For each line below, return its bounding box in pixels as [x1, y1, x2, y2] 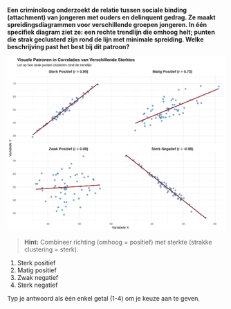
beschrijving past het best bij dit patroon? [7, 43, 130, 51]
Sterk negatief [17, 281, 58, 290]
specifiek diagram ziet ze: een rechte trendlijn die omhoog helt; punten [7, 28, 216, 36]
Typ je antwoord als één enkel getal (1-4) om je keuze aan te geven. [7, 294, 201, 303]
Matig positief [17, 266, 57, 274]
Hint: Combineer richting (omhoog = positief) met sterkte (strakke [24, 238, 212, 247]
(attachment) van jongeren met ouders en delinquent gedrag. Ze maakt [7, 13, 216, 21]
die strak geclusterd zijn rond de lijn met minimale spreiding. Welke [7, 35, 204, 44]
